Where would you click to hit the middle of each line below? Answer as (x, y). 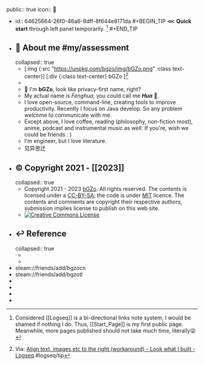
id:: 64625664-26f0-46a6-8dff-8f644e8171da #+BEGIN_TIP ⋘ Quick (103, 21)
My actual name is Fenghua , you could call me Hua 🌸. (92, 96)
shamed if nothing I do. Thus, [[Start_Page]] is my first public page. (99, 324)
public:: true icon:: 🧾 (31, 9)
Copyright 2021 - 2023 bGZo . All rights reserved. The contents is (105, 189)
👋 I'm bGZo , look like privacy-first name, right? (83, 89)
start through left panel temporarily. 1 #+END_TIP (76, 28)
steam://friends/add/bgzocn (50, 268)
